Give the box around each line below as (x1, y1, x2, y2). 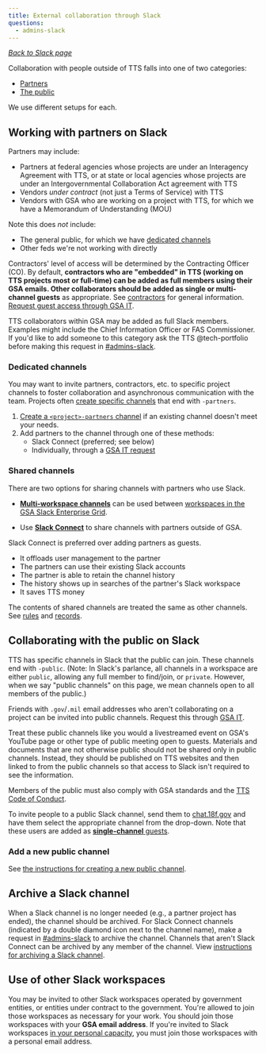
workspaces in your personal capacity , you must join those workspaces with (8, 1028, 258, 1037)
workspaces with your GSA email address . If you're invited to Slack (8, 1019, 229, 1029)
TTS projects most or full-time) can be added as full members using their (8, 275, 253, 286)
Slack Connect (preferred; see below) (31, 437, 155, 447)
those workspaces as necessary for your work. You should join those (8, 1011, 234, 1021)
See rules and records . (8, 610, 82, 620)
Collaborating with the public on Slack (8, 634, 200, 648)
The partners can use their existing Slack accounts (19, 561, 186, 571)
